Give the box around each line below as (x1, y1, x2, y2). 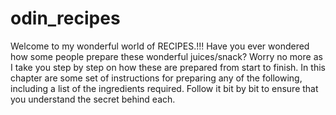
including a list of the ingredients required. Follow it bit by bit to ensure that (10, 82, 319, 94)
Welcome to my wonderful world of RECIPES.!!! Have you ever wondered (10, 40, 310, 52)
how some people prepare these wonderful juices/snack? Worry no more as (10, 50, 323, 62)
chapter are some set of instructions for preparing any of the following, (10, 72, 303, 84)
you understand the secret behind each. (10, 93, 176, 105)
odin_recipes (10, 7, 121, 30)
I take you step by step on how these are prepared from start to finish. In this (10, 61, 326, 73)
